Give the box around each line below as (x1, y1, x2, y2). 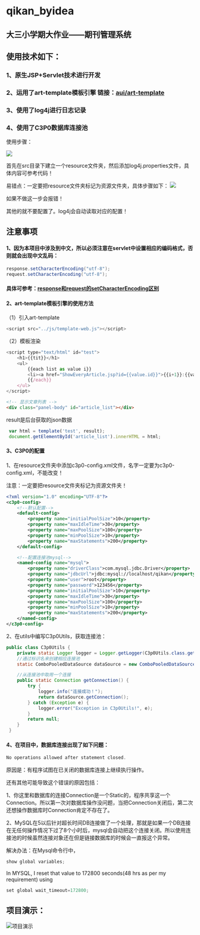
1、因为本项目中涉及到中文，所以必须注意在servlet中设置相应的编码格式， (6, 245, 188, 252)
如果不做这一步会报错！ (6, 195, 64, 202)
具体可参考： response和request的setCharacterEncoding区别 (6, 285, 160, 292)
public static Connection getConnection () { (17, 678, 129, 684)
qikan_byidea (6, 4, 74, 18)
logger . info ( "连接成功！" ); (37, 688, 103, 694)
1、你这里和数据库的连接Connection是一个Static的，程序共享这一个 (6, 792, 171, 799)
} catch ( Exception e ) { (27, 700, 89, 706)
